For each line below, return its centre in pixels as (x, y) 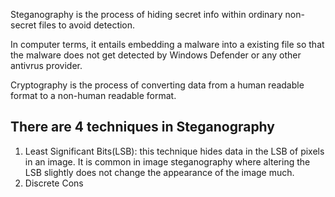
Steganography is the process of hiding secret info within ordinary (146, 14)
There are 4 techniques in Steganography (142, 127)
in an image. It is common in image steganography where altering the (167, 161)
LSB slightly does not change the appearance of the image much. (159, 172)
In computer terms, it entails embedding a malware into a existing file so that (167, 44)
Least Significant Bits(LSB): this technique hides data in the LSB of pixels (174, 151)
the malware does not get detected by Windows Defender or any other (156, 55)
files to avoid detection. (87, 25)
